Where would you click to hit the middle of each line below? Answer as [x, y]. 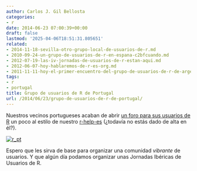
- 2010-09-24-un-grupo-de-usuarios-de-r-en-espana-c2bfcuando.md [87, 55]
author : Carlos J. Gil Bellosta [45, 11]
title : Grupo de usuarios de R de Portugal [60, 93]
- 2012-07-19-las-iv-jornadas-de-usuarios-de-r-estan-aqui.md [84, 60]
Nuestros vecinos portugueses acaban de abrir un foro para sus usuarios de [98, 115]
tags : [13, 77]
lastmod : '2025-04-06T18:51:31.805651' [55, 39]
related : [17, 45]
